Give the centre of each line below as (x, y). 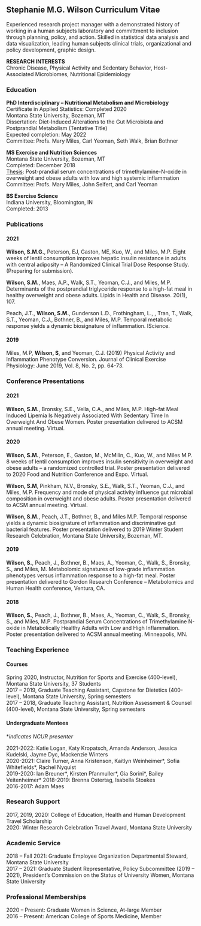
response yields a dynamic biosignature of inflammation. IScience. (88, 326)
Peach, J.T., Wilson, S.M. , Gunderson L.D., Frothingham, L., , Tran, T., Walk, (100, 313)
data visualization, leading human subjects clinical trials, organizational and (99, 43)
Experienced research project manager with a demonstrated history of (93, 24)
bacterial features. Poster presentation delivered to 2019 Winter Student (95, 529)
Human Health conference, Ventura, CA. (56, 588)
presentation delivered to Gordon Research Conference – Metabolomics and (100, 581)
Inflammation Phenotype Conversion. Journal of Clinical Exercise (86, 360)
